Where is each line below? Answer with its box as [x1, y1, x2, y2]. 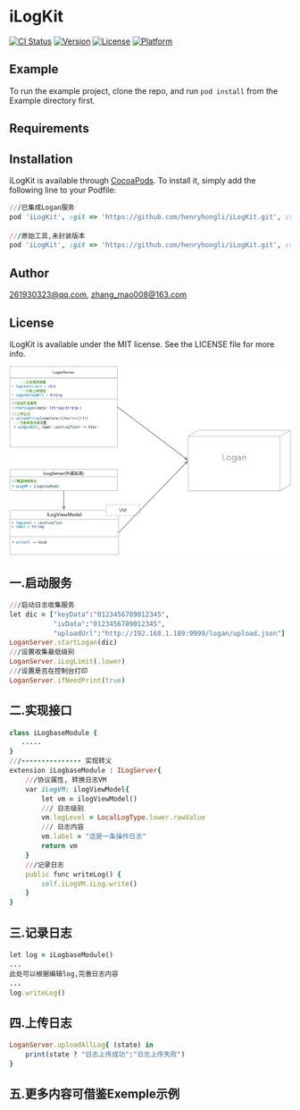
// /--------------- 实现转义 [9, 757, 112, 766]
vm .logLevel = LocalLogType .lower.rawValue [41, 813, 205, 822]
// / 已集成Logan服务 [9, 203, 75, 212]
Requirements [9, 121, 89, 136]
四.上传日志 [9, 1015, 73, 1030]
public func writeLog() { [25, 869, 122, 878]
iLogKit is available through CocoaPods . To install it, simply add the [9, 174, 256, 185]
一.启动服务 [9, 575, 73, 590]
